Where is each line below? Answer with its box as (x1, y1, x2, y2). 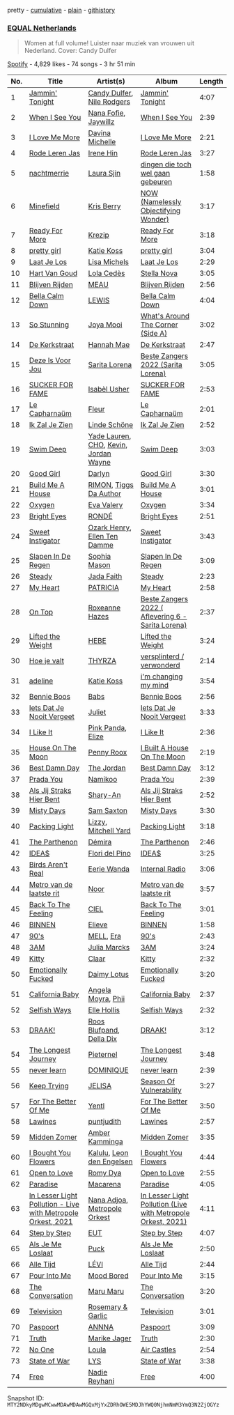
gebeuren (140, 177, 173, 187)
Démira (88, 837, 112, 847)
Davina (88, 128, 111, 138)
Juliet (88, 707, 107, 717)
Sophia (88, 552, 111, 562)
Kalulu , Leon (88, 1148, 129, 1158)
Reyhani (88, 1376, 115, 1386)
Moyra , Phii (88, 994, 125, 1004)
